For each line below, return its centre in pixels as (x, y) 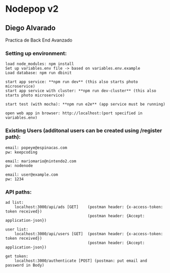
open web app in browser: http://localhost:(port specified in (74, 113)
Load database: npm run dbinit (39, 73)
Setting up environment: (36, 53)
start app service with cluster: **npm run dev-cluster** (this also (81, 91)
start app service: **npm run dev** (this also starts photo (72, 82)
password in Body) (25, 265)
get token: (17, 256)
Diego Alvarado (31, 28)
